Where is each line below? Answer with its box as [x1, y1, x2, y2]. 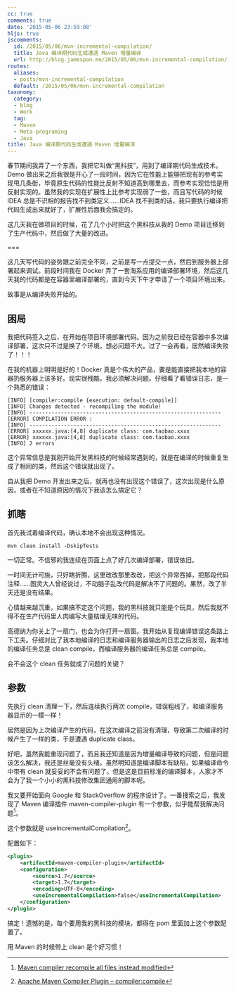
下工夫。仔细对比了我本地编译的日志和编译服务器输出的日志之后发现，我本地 [7, 635, 229, 644]
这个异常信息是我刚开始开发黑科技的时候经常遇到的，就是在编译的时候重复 [7, 453, 223, 462]
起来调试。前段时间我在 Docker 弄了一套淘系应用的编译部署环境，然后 [13, 267, 216, 275]
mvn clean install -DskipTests [7, 542, 99, 549]
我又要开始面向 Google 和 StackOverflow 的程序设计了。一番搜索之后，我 [7, 791, 220, 799]
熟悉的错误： [13, 383, 51, 391]
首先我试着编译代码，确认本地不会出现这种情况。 [7, 528, 149, 537]
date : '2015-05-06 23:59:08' [7, 23, 93, 30]
